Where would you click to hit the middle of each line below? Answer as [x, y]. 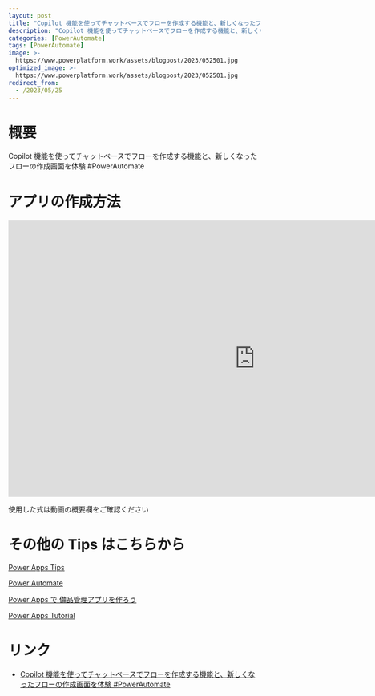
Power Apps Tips [37, 568]
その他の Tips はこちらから [97, 545]
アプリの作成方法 [65, 202]
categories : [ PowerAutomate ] [57, 38]
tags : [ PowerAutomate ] [46, 46]
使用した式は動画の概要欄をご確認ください [79, 509]
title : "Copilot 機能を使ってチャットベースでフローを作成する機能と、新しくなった [132, 23]
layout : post [30, 16]
